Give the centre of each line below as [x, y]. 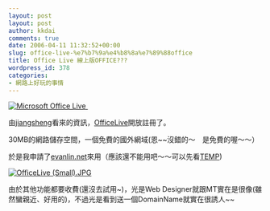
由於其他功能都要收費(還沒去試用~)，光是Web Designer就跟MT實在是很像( [132, 189]
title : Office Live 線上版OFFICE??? [68, 61]
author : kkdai [32, 30]
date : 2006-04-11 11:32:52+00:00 [64, 46]
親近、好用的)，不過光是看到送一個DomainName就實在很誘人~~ [129, 199]
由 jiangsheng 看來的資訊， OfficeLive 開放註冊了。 [89, 122]
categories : [28, 75]
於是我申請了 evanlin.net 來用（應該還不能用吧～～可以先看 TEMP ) [116, 156]
